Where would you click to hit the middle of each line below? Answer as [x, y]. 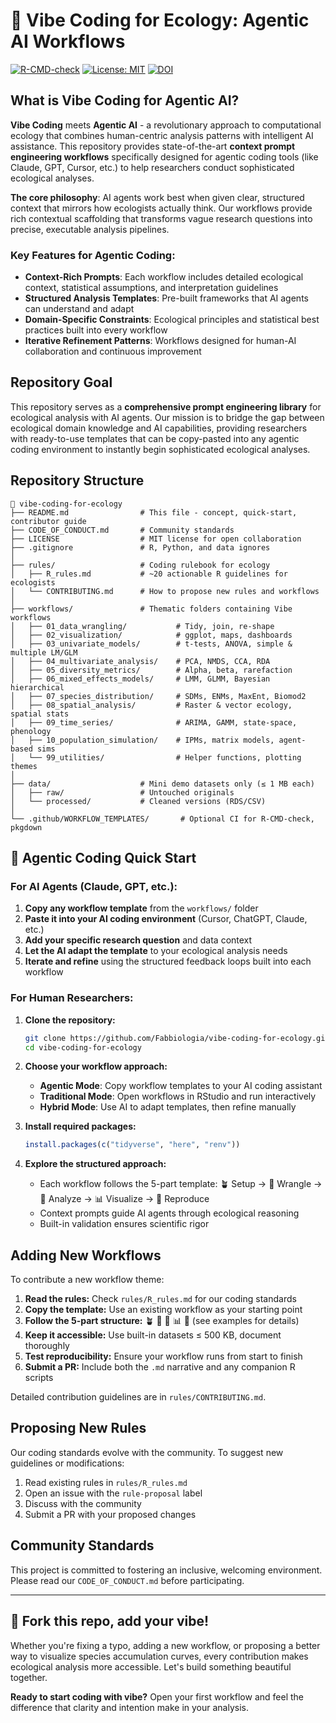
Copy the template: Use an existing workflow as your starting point [163, 1310]
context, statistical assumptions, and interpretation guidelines [151, 288]
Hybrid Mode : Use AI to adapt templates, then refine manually [168, 1107]
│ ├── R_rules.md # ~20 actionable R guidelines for [149, 574]
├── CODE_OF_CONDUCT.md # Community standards [122, 530]
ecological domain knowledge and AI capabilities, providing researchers [159, 428]
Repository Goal [61, 382]
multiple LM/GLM [44, 652]
